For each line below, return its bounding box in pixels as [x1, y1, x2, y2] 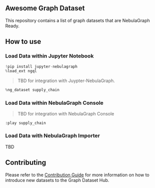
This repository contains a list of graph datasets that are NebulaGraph [5, 17, 150, 23]
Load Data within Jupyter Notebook [5, 52, 94, 59]
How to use [5, 37, 41, 46]
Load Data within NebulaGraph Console [5, 99, 104, 106]
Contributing [5, 158, 46, 167]
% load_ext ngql [5, 69, 37, 74]
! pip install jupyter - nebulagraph [5, 64, 78, 69]
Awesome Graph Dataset [5, 4, 85, 13]
